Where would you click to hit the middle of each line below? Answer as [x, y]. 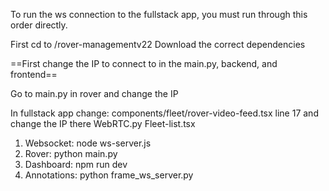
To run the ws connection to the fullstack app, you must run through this [159, 14]
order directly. [39, 25]
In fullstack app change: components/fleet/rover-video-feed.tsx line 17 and [164, 113]
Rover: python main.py [71, 153]
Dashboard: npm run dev [76, 164]
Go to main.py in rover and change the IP [94, 93]
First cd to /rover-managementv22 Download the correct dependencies [158, 44]
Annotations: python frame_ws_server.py [109, 175]
